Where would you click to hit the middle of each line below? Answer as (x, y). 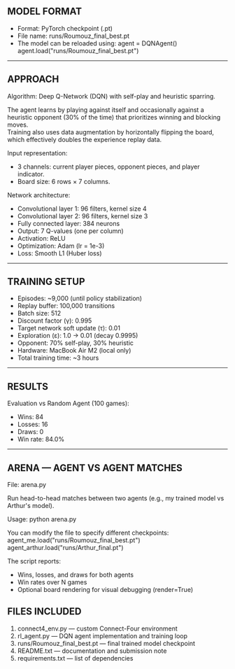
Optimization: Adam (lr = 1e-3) (61, 246)
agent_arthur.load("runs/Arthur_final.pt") (65, 548)
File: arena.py (27, 485)
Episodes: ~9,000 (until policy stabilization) (79, 298)
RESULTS (28, 387)
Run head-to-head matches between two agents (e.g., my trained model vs (116, 498)
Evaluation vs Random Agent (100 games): (68, 403)
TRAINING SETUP (46, 282)
